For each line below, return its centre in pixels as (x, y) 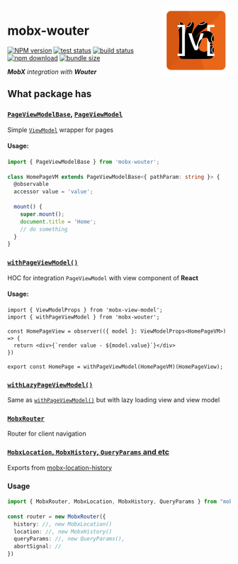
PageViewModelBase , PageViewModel (65, 114)
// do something (44, 229)
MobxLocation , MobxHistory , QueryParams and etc (89, 452)
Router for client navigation (47, 433)
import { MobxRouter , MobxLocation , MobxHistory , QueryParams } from (112, 502)
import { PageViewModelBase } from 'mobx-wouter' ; (84, 162)
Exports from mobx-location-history (59, 468)
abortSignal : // (38, 547)
